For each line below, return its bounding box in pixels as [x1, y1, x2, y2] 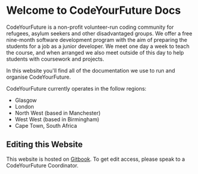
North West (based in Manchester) [14, 109, 101, 116]
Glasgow [14, 97, 37, 104]
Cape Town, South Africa [14, 122, 77, 129]
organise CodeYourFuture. [6, 73, 71, 80]
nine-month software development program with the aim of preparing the [6, 36, 188, 43]
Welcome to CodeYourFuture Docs [6, 4, 181, 17]
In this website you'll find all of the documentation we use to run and [6, 67, 175, 74]
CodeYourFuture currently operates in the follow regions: [6, 85, 147, 92]
